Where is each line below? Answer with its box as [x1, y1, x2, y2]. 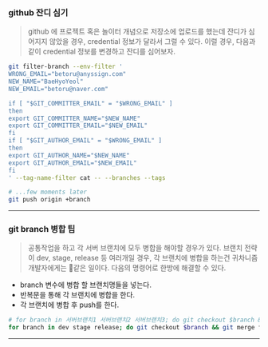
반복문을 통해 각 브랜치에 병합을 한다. [19, 290, 136, 300]
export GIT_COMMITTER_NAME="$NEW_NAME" [8, 114, 141, 122]
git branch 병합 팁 [8, 224, 76, 235]
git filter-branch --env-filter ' [8, 62, 124, 71]
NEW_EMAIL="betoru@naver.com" [8, 85, 109, 93]
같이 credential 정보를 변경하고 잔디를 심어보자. [27, 46, 176, 57]
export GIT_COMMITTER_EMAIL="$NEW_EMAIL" [8, 122, 148, 130]
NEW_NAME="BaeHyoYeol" [8, 78, 84, 86]
